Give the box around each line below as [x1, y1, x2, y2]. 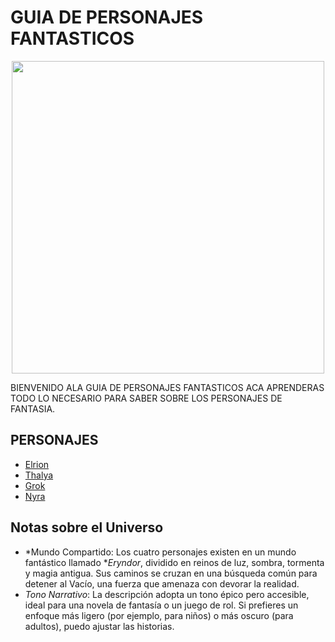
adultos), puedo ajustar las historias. [24, 620, 175, 632]
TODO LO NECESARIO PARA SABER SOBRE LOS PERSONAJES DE [10, 392, 283, 404]
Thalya [24, 469, 54, 481]
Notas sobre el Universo [10, 519, 164, 536]
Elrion [24, 458, 50, 470]
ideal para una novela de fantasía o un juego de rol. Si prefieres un [24, 599, 299, 611]
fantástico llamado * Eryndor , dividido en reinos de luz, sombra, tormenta [24, 556, 325, 568]
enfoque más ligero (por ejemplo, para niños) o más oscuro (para [24, 609, 294, 621]
